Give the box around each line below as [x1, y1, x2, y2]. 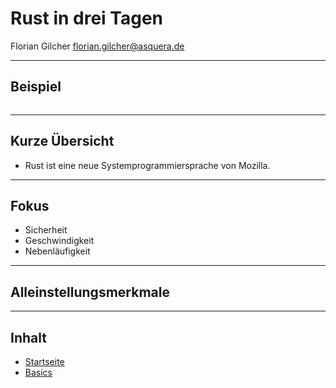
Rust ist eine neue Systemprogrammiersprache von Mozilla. [24, 159, 271, 171]
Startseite [24, 356, 65, 367]
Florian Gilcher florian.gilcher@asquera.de [10, 40, 185, 52]
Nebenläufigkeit [24, 245, 91, 257]
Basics [24, 367, 53, 378]
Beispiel [10, 78, 62, 96]
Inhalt [10, 329, 47, 346]
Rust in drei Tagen [10, 7, 164, 30]
